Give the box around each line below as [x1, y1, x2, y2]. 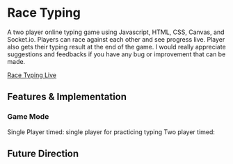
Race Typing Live [7, 71, 57, 79]
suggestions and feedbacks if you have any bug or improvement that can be [7, 50, 226, 58]
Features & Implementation [7, 91, 127, 103]
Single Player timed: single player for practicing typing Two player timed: [7, 127, 216, 136]
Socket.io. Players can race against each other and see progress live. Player [7, 35, 225, 43]
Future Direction [7, 148, 79, 160]
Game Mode [7, 112, 49, 122]
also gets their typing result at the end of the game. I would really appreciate [7, 42, 226, 51]
